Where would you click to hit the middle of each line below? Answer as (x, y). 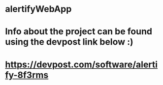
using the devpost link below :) (69, 42)
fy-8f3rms (27, 75)
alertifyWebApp (38, 9)
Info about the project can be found (79, 32)
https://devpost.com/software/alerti (81, 64)
